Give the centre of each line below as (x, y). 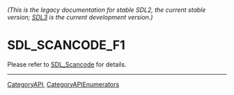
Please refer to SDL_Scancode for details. (67, 64)
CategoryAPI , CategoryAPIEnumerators (63, 84)
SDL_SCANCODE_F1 (66, 45)
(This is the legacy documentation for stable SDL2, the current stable (107, 10)
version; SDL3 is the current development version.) (80, 17)
